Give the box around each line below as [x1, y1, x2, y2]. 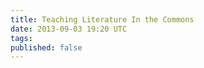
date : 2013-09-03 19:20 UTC [10, 24, 128, 34]
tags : [10, 33, 33, 43]
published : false [10, 42, 83, 53]
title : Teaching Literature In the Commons [10, 14, 195, 25]
